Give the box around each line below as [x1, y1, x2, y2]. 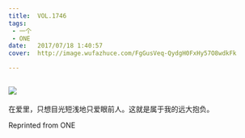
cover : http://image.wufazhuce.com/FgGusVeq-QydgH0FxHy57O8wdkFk [8, 49, 237, 57]
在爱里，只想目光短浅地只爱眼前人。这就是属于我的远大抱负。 [8, 104, 214, 114]
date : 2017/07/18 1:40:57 [8, 42, 103, 50]
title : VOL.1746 [8, 11, 67, 20]
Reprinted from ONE [8, 120, 76, 130]
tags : [8, 19, 27, 27]
